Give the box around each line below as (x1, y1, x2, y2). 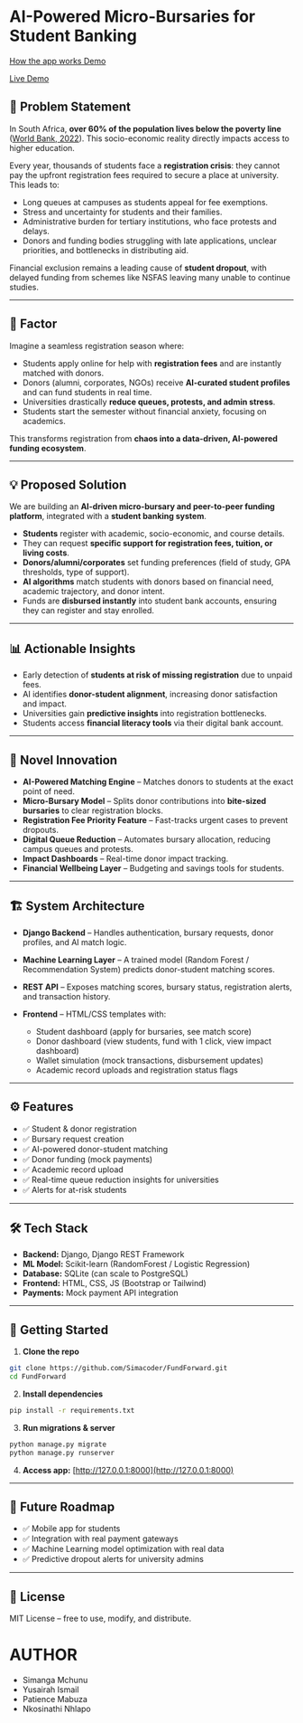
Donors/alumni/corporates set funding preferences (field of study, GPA (22, 557, 291, 568)
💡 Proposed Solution (9, 477, 127, 492)
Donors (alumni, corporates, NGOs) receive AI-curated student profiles (22, 377, 290, 388)
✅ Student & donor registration (22, 1123, 137, 1134)
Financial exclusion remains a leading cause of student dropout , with (9, 262, 268, 273)
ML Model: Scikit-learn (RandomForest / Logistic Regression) (22, 1259, 251, 1270)
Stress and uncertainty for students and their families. (22, 206, 223, 217)
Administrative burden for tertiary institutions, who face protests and (22, 215, 277, 227)
